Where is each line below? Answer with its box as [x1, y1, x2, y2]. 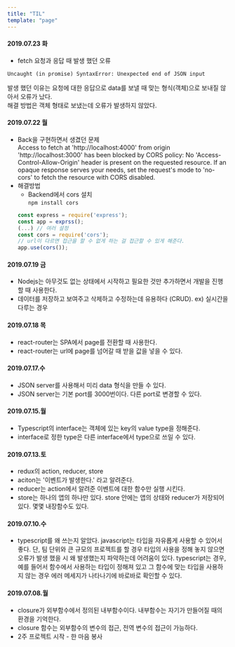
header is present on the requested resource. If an [81, 158, 227, 166]
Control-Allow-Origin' [17, 158, 80, 166]
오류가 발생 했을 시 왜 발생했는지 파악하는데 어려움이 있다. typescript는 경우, [17, 554, 227, 562]
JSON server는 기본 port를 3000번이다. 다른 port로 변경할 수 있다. [17, 389, 202, 398]
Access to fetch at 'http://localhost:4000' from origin [17, 143, 170, 152]
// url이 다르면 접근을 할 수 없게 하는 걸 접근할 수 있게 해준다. [17, 238, 185, 245]
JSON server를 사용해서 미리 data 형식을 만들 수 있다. [17, 380, 166, 389]
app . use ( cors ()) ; [17, 244, 69, 251]
